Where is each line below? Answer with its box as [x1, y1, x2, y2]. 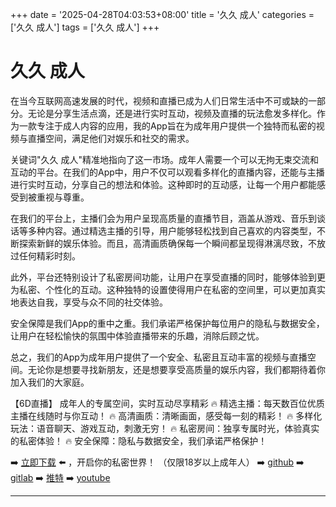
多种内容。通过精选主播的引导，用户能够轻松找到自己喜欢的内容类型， [27, 224, 317, 237]
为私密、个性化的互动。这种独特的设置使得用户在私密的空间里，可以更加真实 [10, 283, 326, 295]
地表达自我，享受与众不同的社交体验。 [10, 296, 168, 308]
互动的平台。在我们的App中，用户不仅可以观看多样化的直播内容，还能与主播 [10, 166, 325, 178]
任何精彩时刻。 [18, 249, 81, 262]
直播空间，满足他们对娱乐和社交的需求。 [27, 132, 195, 144]
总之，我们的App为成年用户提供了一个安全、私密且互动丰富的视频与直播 [10, 351, 308, 363]
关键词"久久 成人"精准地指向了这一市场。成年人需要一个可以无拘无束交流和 [10, 153, 319, 165]
